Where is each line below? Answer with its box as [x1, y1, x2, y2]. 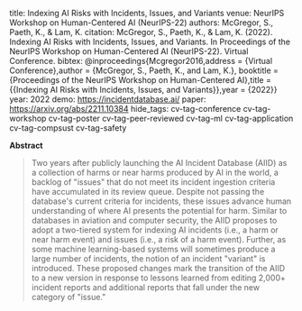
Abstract [9, 140, 43, 151]
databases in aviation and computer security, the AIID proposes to [31, 215, 278, 225]
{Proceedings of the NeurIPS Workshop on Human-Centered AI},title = [9, 75, 272, 85]
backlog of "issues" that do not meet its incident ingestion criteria [31, 177, 276, 188]
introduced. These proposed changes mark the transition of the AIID [31, 263, 286, 273]
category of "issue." [31, 292, 106, 302]
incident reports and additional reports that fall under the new [31, 282, 260, 292]
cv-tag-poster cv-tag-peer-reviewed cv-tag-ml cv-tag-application [48, 113, 294, 123]
